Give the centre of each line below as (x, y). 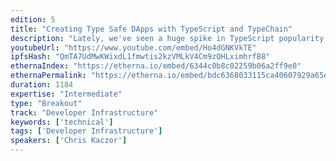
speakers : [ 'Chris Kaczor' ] (69, 141)
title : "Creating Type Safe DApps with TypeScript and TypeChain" (151, 29)
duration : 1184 (42, 85)
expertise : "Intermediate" (66, 94)
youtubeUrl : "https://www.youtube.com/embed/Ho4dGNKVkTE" (133, 47)
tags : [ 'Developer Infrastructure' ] (86, 131)
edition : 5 (33, 19)
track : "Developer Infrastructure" (84, 112)
